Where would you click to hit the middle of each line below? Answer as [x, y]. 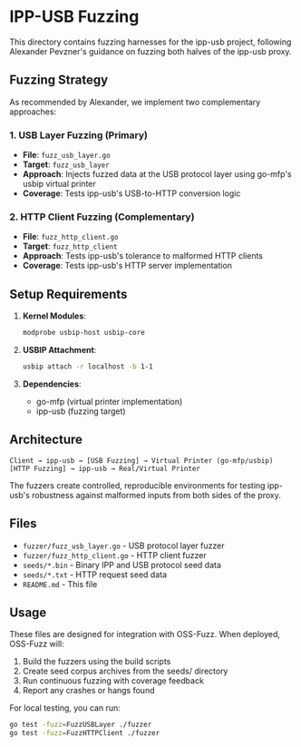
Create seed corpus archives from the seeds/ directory [125, 671]
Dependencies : [52, 384]
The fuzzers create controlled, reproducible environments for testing [137, 485]
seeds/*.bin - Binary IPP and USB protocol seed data [122, 565]
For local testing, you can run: [65, 708]
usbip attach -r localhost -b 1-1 [87, 367]
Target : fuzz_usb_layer [66, 164]
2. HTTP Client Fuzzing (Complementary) [102, 217]
